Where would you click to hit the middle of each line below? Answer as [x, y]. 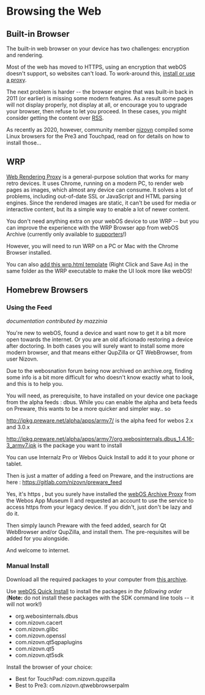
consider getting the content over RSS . [55, 118]
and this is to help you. [35, 383]
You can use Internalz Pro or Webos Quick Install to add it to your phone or [100, 457]
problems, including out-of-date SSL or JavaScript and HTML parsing [94, 196]
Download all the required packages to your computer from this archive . [97, 579]
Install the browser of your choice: [50, 667]
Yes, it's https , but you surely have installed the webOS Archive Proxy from [102, 494]
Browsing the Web [54, 11]
